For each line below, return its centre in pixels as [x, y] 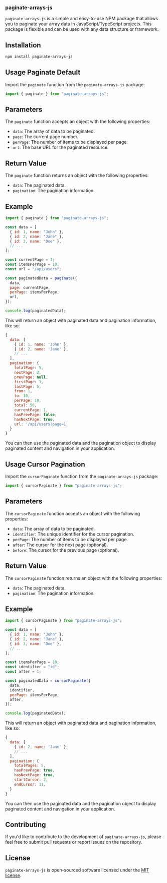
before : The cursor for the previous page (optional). [66, 550]
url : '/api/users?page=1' [41, 424]
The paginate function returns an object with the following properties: [77, 175]
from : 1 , [23, 391]
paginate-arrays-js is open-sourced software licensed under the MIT [77, 870]
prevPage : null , [31, 377]
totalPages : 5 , [30, 766]
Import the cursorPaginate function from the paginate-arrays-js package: [82, 477]
